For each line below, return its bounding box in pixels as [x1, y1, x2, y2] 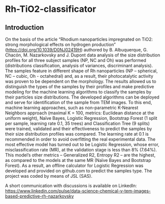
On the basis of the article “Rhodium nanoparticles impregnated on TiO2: [5, 36, 153, 42]
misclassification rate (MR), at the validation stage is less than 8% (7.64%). [5, 147, 157, 153]
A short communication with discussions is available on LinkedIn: [5, 183, 137, 189]
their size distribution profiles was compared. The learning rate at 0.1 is [5, 131, 149, 137]
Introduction [5, 23, 44, 32]
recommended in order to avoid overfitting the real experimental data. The [5, 136, 156, 142]
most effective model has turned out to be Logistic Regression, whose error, [5, 142, 160, 147]
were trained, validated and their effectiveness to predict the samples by [5, 126, 152, 132]
